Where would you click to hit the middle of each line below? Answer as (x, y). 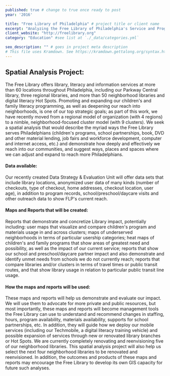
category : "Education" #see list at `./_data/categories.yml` (72, 38)
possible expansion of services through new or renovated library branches (83, 336)
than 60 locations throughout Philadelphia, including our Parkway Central (81, 90)
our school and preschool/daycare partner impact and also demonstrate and (85, 254)
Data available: (21, 166)
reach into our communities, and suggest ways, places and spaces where (82, 149)
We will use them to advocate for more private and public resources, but (80, 304)
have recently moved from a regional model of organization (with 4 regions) (84, 116)
